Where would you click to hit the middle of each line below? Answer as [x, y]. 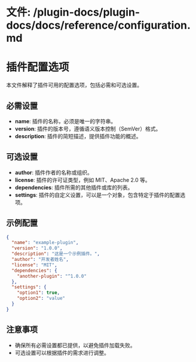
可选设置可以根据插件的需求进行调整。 [62, 352]
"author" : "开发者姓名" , [40, 260]
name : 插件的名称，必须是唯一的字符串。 [65, 121]
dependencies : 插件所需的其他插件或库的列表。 [74, 187]
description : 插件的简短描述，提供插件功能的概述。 [78, 136]
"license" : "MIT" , [35, 265]
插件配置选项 [38, 67]
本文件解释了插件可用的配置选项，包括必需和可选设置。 [74, 85]
